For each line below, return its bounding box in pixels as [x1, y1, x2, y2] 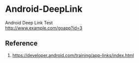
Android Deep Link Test [5, 20, 53, 26]
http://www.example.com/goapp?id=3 [5, 25, 83, 31]
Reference [5, 39, 38, 48]
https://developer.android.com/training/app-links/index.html [12, 52, 134, 58]
